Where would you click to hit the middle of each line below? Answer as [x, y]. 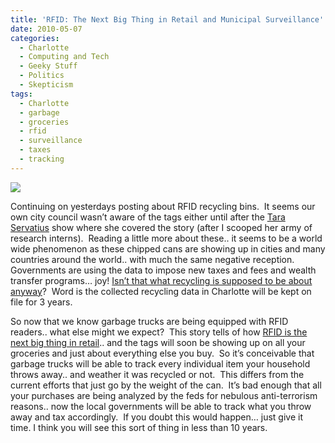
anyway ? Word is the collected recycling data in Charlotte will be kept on [161, 291]
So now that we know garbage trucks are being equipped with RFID [149, 321]
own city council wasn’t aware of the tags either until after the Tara [148, 217]
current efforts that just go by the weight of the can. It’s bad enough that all [166, 385]
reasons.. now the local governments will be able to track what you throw [161, 406]
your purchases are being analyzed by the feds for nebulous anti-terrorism [164, 395]
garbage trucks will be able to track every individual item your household [160, 363]
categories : [35, 38]
